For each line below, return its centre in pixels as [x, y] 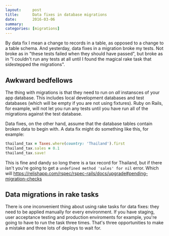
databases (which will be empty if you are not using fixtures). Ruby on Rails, [84, 103]
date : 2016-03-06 [30, 19]
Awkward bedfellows [39, 80]
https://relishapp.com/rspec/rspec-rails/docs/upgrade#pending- [80, 173]
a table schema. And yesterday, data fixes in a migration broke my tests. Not [84, 48]
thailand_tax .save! [26, 153]
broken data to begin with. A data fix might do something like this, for [77, 129]
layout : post [23, 10]
